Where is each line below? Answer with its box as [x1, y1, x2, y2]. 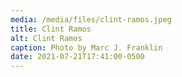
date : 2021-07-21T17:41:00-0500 [10, 52, 145, 62]
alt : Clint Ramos [10, 33, 83, 43]
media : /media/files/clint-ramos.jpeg [10, 14, 172, 25]
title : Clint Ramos [10, 24, 92, 34]
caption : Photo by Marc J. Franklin [10, 42, 163, 53]
